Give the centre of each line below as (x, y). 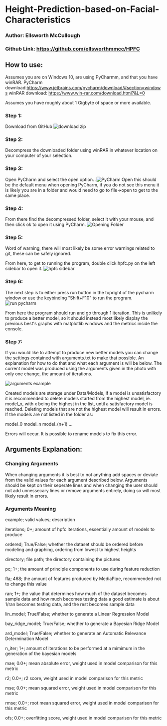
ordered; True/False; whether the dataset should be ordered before (74, 544)
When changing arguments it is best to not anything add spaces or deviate (82, 474)
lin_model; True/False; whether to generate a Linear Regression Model (77, 614)
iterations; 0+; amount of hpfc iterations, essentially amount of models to (80, 529)
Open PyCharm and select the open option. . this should (81, 179)
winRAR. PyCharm (24, 82)
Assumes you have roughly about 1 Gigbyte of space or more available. (78, 102)
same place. (18, 195)
